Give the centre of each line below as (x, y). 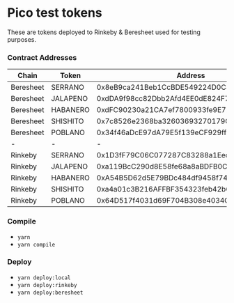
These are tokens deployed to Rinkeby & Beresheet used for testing (104, 32)
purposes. (22, 39)
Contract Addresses (42, 57)
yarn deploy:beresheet (50, 293)
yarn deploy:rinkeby (47, 285)
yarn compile (36, 244)
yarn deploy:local (44, 278)
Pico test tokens (55, 13)
